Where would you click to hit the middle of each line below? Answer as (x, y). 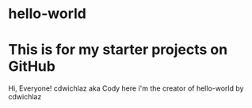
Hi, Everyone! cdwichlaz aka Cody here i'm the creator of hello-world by (126, 88)
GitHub (32, 67)
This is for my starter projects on (118, 50)
